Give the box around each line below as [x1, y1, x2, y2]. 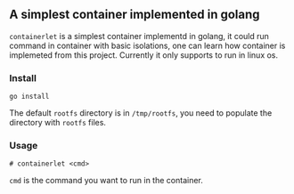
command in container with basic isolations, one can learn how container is [9, 40, 286, 51]
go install [9, 93, 50, 101]
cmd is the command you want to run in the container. [9, 175, 203, 186]
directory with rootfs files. [9, 117, 107, 128]
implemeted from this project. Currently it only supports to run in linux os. [9, 49, 279, 61]
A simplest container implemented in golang [9, 7, 260, 22]
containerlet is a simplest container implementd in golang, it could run [9, 30, 270, 41]
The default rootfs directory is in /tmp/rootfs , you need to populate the [9, 108, 273, 118]
